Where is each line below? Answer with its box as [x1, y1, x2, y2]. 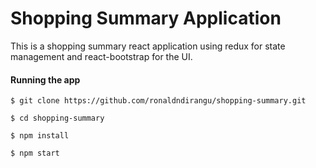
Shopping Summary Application [10, 7, 282, 30]
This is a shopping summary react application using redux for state [10, 40, 286, 52]
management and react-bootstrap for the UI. [10, 50, 193, 62]
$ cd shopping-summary [10, 113, 105, 124]
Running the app [10, 73, 81, 86]
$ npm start [10, 148, 60, 159]
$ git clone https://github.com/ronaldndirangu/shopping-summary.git [10, 96, 307, 106]
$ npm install [10, 131, 70, 141]
